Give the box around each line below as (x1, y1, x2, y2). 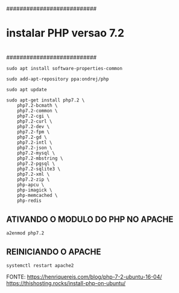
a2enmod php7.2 (6, 230, 45, 236)
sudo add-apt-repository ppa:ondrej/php (6, 76, 110, 82)
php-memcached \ (17, 193, 58, 199)
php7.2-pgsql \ (17, 161, 55, 167)
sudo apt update (6, 87, 47, 93)
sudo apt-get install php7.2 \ (6, 97, 85, 103)
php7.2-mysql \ (17, 150, 55, 156)
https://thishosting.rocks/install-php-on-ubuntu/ (6, 280, 126, 286)
